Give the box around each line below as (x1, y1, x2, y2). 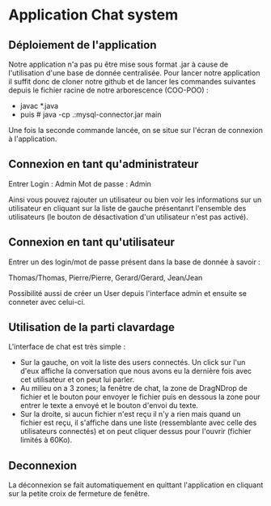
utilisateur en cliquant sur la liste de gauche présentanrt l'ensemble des (8, 203, 247, 212)
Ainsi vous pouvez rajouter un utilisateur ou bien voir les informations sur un (8, 195, 262, 204)
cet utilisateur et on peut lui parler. (19, 375, 135, 384)
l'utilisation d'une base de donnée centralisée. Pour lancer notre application (8, 68, 260, 78)
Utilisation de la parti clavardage (8, 320, 176, 334)
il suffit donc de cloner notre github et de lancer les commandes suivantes (8, 77, 256, 86)
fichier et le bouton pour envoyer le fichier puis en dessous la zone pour (19, 392, 260, 402)
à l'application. (8, 134, 57, 144)
